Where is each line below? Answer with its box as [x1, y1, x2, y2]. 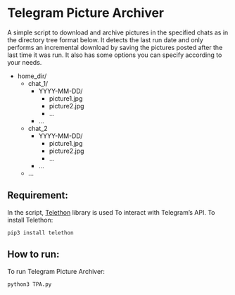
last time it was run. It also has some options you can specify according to [7, 51, 222, 59]
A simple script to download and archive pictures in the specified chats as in [7, 28, 229, 37]
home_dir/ [17, 72, 47, 80]
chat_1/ [27, 79, 48, 87]
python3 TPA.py [7, 280, 52, 288]
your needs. [7, 58, 42, 66]
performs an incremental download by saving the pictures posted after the [7, 43, 223, 51]
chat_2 [27, 124, 48, 132]
